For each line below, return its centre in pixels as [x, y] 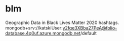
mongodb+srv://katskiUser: [34, 27]
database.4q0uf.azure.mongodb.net [43, 33]
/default [89, 33]
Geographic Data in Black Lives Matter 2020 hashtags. [62, 22]
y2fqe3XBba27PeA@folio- [90, 27]
